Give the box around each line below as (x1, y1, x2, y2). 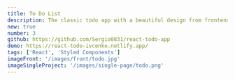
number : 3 (7, 29, 36, 37)
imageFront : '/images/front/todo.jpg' (7, 56, 120, 63)
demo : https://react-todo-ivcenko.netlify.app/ (7, 42, 149, 49)
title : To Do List (7, 10, 61, 17)
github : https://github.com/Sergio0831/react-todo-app (7, 36, 171, 43)
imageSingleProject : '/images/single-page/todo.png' (7, 62, 164, 69)
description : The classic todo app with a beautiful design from (7, 17, 201, 24)
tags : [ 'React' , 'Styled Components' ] (7, 49, 120, 56)
